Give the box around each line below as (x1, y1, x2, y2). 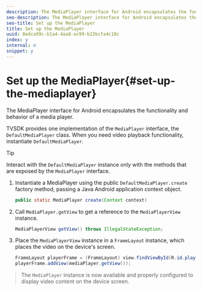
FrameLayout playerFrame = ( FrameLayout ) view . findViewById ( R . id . (14, 255, 185, 261)
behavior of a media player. (6, 113, 74, 120)
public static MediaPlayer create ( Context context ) (14, 197, 147, 203)
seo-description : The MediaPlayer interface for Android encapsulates (6, 14, 187, 20)
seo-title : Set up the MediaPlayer (6, 20, 96, 26)
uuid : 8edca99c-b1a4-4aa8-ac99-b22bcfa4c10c (6, 31, 120, 37)
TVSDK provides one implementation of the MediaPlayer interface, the (6, 125, 179, 132)
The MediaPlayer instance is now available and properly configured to (20, 272, 194, 279)
